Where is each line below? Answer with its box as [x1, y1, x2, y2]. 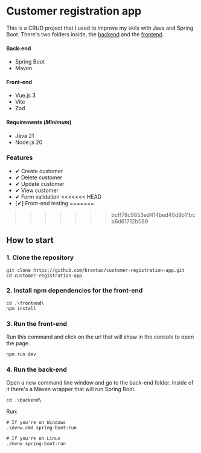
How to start [6, 235, 54, 246]
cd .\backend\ [6, 397, 42, 403]
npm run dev [6, 351, 36, 358]
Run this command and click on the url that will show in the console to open [6, 333, 194, 340]
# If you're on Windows [6, 420, 66, 426]
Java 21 [14, 132, 34, 139]
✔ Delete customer [14, 174, 63, 181]
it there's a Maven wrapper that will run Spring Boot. [6, 386, 136, 393]
